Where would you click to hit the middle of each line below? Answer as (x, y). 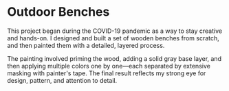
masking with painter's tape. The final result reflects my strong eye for (107, 73)
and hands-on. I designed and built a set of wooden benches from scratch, (113, 38)
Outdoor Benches (58, 12)
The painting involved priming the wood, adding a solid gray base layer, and (115, 58)
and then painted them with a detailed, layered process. (86, 45)
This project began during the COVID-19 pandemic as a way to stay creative (115, 31)
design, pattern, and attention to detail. (62, 80)
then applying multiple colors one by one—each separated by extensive (109, 66)
